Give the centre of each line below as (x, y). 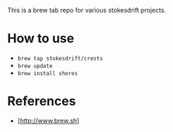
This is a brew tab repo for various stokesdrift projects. (87, 10)
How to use (41, 39)
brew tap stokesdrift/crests (60, 58)
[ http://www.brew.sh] (48, 120)
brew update (35, 66)
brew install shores (47, 73)
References (41, 101)
